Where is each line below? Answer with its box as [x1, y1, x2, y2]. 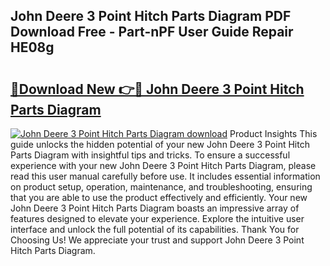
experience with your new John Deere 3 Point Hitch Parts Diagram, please [10, 160, 317, 171]
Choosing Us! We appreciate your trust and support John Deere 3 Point [10, 234, 305, 246]
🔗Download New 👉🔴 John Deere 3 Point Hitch [10, 80, 305, 98]
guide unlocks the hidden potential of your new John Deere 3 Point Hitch [10, 139, 310, 150]
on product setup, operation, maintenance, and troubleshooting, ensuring [10, 181, 313, 193]
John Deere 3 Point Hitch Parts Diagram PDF [10, 8, 292, 25]
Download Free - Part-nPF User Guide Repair [10, 24, 294, 41]
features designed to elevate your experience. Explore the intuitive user [10, 213, 305, 224]
